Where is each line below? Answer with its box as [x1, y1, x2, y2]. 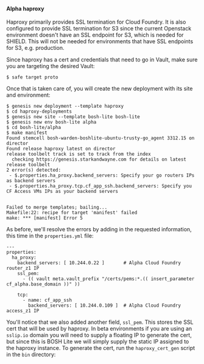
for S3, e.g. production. [6, 44, 65, 52]
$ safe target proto [6, 74, 59, 80]
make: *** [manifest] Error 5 [6, 215, 83, 222]
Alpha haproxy [6, 5, 44, 12]
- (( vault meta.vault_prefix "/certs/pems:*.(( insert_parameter [22, 276, 195, 282]
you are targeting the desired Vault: [6, 63, 95, 70]
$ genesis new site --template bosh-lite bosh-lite [6, 114, 140, 120]
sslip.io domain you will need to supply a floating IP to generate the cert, [6, 332, 192, 339]
